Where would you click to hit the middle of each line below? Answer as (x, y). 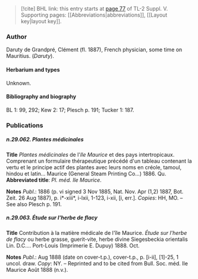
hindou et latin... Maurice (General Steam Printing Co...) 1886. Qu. (86, 173)
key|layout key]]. (41, 21)
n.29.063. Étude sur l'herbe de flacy (52, 218)
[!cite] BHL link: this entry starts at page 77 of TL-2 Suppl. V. (94, 9)
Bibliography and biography (41, 97)
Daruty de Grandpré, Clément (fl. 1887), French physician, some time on (94, 49)
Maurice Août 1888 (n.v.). (37, 269)
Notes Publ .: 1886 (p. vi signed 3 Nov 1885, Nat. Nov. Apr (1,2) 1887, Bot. (95, 191)
